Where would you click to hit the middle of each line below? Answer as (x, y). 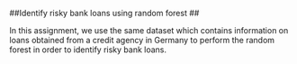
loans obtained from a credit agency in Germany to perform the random (142, 40)
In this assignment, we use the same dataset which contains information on (149, 30)
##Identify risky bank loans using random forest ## (104, 13)
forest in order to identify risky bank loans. (88, 50)
